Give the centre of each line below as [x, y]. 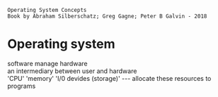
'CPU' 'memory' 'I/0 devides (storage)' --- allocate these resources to [109, 78]
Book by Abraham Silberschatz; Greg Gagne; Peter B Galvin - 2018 [107, 16]
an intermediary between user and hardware [72, 71]
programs [22, 86]
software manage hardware [47, 63]
